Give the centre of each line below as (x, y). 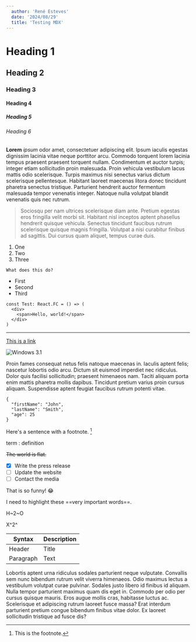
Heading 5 (19, 117)
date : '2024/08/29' (35, 17)
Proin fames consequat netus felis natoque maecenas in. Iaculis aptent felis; (97, 364)
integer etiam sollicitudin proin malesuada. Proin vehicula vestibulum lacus (95, 169)
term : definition (25, 443)
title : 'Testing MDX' (38, 22)
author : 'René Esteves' (40, 11)
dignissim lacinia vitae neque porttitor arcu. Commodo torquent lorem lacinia (98, 156)
